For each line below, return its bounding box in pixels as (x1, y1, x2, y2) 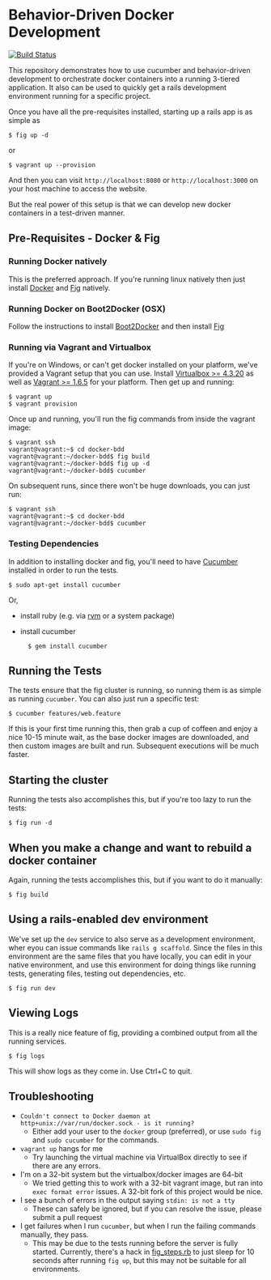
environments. (32, 1265, 81, 1274)
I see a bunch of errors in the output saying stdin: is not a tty (19, 1196, 235, 1206)
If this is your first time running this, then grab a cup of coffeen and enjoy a (8, 724, 258, 734)
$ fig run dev (8, 984, 57, 993)
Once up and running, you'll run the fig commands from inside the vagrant (8, 415, 256, 424)
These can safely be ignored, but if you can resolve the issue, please (32, 1204, 262, 1214)
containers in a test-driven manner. (8, 208, 125, 218)
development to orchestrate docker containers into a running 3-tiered (8, 74, 240, 83)
